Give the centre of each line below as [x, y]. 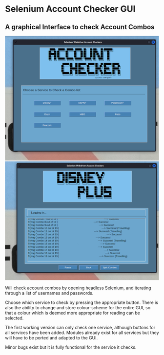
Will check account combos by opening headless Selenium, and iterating [78, 288]
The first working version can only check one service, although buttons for [80, 328]
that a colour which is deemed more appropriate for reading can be [72, 313]
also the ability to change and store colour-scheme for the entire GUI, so [78, 308]
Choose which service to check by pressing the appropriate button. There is [82, 302]
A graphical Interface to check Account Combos [80, 27]
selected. [14, 318]
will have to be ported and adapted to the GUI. [51, 338]
